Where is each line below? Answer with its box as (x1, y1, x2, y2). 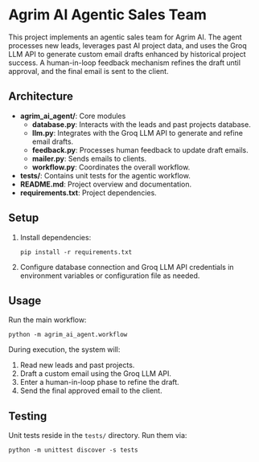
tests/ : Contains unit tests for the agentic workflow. (19, 170, 191, 180)
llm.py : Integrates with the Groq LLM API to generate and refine (31, 128, 244, 137)
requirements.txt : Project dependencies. (19, 187, 157, 198)
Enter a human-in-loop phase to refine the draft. (19, 378, 179, 387)
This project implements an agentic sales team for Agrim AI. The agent (8, 32, 243, 42)
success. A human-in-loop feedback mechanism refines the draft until (8, 58, 241, 67)
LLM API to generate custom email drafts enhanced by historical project (8, 49, 247, 59)
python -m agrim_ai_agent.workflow (8, 331, 128, 339)
